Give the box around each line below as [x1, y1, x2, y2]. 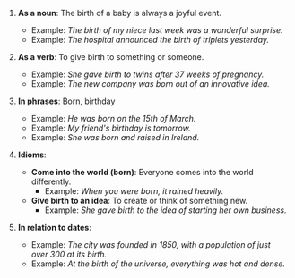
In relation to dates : [17, 223, 91, 232]
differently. [30, 176, 72, 187]
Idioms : [17, 149, 47, 160]
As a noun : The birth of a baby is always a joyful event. [17, 8, 222, 18]
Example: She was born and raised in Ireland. [30, 132, 200, 142]
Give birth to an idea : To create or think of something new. [30, 196, 248, 206]
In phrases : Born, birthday [17, 96, 116, 106]
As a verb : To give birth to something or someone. [17, 52, 204, 62]
